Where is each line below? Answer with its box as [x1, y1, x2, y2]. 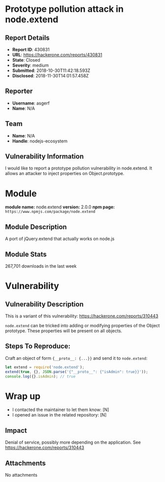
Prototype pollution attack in [5, 3, 124, 15]
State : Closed [12, 57, 40, 63]
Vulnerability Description [5, 300, 84, 309]
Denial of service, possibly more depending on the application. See [5, 440, 141, 446]
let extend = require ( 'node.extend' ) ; [5, 365, 84, 370]
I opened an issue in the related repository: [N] [12, 412, 107, 418]
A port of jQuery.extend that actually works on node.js [5, 236, 114, 242]
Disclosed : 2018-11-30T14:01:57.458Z [12, 73, 89, 78]
